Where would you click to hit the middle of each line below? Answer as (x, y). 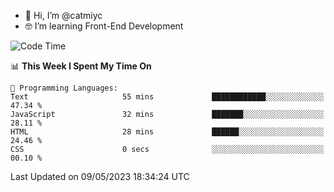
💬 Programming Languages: (64, 88)
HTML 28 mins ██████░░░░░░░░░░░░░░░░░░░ (167, 132)
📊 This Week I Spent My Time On (81, 66)
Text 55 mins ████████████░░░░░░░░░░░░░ (167, 97)
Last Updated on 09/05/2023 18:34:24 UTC (100, 176)
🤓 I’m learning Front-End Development (104, 26)
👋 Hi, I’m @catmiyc (63, 15)
